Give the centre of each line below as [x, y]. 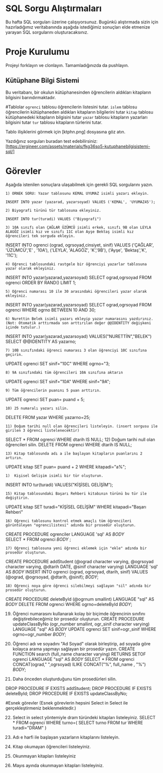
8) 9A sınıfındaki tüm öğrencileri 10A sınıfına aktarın [64, 372]
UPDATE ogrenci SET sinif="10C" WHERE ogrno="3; [58, 363]
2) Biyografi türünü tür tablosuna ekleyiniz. [53, 210]
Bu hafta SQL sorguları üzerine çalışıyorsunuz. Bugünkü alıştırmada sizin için [82, 22]
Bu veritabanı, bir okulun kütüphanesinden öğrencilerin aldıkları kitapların [78, 92]
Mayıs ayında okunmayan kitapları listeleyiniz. [58, 765]
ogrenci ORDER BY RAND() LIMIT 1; [41, 283]
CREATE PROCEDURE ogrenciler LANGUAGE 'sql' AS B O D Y [65, 534]
